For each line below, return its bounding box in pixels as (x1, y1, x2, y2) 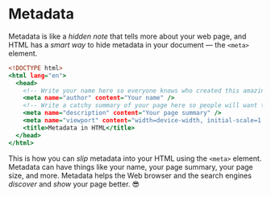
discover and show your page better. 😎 (8, 179, 140, 189)
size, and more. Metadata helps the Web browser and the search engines (8, 170, 252, 180)
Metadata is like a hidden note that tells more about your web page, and (8, 31, 247, 41)
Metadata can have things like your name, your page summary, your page (8, 162, 254, 171)
